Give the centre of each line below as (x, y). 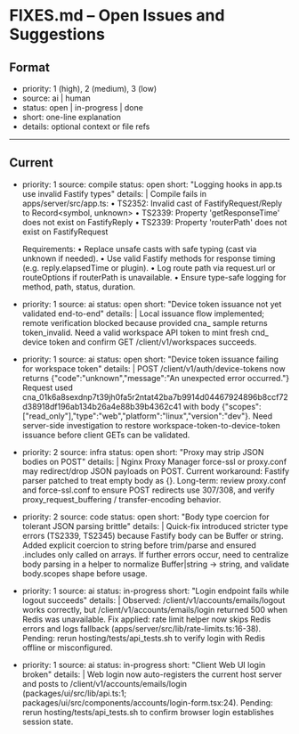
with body (201, 406)
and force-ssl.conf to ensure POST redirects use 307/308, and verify (148, 490)
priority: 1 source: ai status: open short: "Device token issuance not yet (152, 304)
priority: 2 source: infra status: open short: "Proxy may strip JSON (143, 452)
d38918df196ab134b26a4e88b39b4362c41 (101, 406)
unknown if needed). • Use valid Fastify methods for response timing (149, 258)
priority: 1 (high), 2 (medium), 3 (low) (89, 89)
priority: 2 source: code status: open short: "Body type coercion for (145, 517)
